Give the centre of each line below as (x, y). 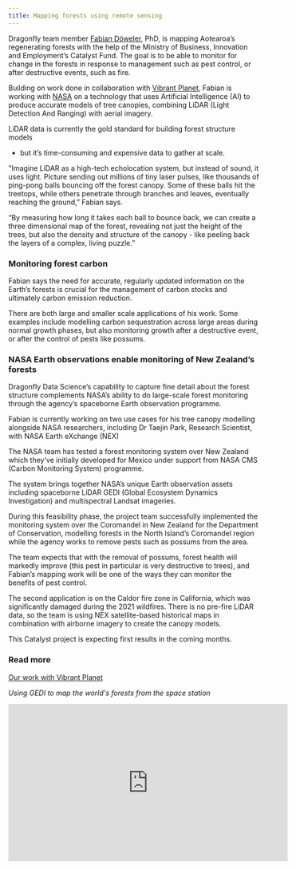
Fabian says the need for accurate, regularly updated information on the (126, 281)
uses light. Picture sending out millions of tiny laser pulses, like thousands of (134, 176)
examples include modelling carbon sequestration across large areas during (133, 322)
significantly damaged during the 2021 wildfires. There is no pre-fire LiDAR (131, 606)
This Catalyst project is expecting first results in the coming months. (120, 639)
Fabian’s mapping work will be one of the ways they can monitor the (120, 575)
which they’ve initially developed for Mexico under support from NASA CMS (133, 460)
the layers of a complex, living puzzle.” (72, 243)
